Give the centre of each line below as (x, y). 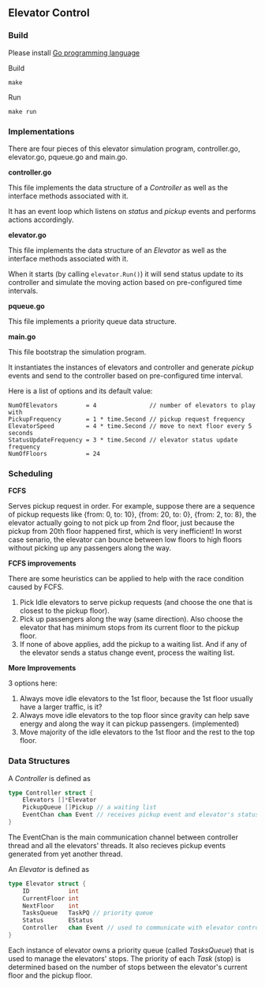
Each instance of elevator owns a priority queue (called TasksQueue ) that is (131, 950)
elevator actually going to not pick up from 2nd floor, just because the (121, 523)
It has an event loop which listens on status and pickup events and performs (132, 211)
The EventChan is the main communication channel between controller (123, 837)
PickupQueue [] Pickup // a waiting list (90, 808)
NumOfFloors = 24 (54, 453)
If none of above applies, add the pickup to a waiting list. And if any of (133, 644)
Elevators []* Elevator (60, 800)
